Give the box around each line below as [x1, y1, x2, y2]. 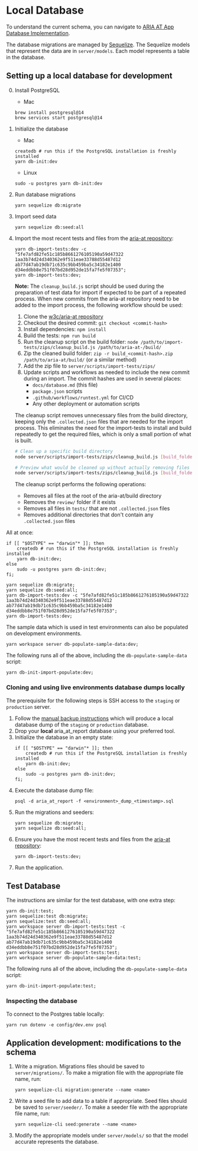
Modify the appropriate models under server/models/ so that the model [14, 1132, 189, 1139]
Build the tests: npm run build [23, 332, 96, 339]
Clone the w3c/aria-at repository [23, 313, 103, 320]
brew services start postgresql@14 [14, 115, 103, 121]
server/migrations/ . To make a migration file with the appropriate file [14, 1069, 184, 1076]
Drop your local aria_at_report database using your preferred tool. [14, 727, 176, 734]
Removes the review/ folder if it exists [23, 499, 116, 506]
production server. [6, 703, 51, 710]
